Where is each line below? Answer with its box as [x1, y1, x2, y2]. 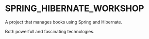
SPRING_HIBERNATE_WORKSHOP [5, 3, 145, 14]
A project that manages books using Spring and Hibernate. [5, 19, 123, 25]
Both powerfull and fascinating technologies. [5, 28, 95, 34]
